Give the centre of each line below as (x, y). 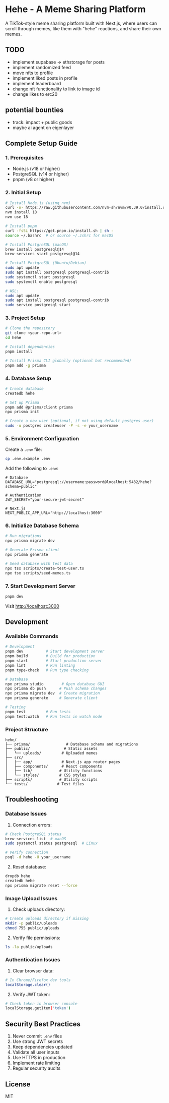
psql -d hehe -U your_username (38, 857)
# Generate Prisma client (32, 550)
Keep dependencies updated (43, 1047)
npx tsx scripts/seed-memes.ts (38, 573)
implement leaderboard (37, 83)
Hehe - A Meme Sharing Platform (75, 9)
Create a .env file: (24, 449)
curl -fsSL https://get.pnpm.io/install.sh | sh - (59, 230)
